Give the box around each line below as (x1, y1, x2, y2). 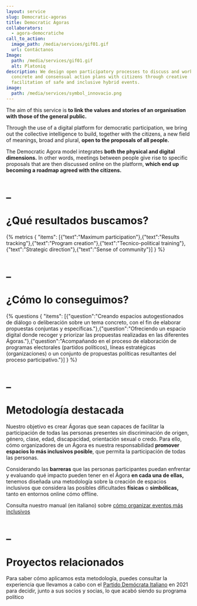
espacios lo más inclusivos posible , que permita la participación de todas (6, 448, 186, 455)
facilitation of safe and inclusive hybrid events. (11, 80, 141, 86)
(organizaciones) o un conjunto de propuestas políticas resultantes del (6, 350, 177, 357)
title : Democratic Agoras (6, 19, 69, 25)
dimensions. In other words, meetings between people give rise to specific (6, 154, 188, 161)
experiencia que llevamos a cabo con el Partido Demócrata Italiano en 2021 (6, 581, 189, 588)
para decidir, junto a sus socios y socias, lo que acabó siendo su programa (6, 587, 186, 594)
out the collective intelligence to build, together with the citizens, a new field (6, 130, 190, 137)
